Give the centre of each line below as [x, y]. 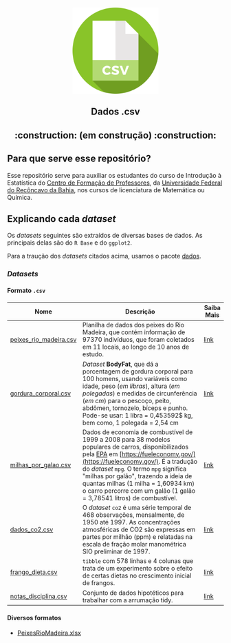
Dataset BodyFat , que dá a [120, 364]
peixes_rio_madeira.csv [43, 340]
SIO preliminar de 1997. [116, 551]
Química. [20, 197]
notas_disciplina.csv [38, 596]
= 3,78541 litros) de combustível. [130, 498]
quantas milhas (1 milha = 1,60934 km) [138, 483]
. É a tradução [178, 461]
